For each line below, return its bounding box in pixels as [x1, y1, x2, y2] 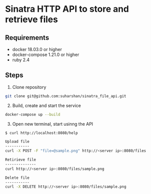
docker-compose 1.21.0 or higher [12, 52, 80, 57]
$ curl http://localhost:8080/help [5, 130, 78, 136]
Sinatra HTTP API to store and [5, 3, 129, 15]
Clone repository [12, 84, 47, 90]
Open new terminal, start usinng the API [12, 121, 93, 127]
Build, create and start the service [12, 102, 81, 109]
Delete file [5, 175, 30, 180]
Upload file [5, 139, 30, 144]
